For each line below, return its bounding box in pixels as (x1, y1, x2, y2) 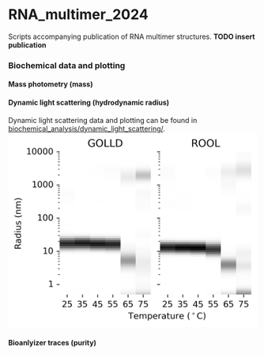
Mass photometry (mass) (8, 79, 93, 89)
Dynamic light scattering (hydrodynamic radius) (8, 97, 170, 108)
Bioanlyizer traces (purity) (8, 338, 97, 348)
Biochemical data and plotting (8, 59, 126, 71)
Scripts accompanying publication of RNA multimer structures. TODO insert (8, 32, 255, 41)
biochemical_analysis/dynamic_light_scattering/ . (8, 124, 166, 133)
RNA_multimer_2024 (8, 6, 149, 24)
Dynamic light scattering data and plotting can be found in (8, 115, 198, 124)
